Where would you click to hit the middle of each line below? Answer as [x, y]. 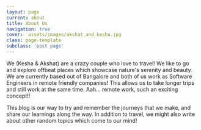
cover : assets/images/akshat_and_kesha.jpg [64, 35]
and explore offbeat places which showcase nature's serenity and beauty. [99, 70]
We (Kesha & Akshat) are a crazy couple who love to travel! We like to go [98, 63]
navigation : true [28, 29]
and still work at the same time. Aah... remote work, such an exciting [92, 89]
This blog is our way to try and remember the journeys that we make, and [99, 107]
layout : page [23, 12]
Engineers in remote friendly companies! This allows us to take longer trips [100, 82]
